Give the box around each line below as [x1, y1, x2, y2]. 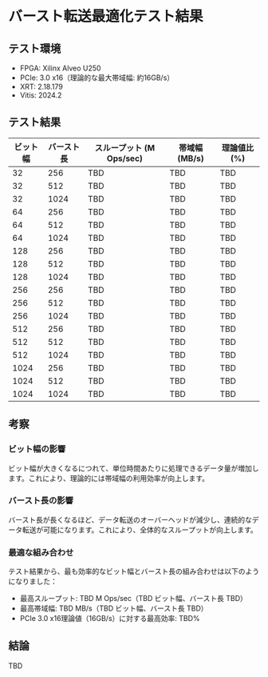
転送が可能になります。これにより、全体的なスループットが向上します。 [22, 525, 258, 535]
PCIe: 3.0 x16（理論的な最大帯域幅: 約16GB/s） [19, 73, 175, 82]
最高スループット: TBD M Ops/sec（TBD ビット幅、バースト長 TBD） [19, 594, 247, 603]
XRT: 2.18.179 [19, 82, 64, 91]
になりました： [8, 577, 57, 587]
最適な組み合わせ [8, 547, 74, 558]
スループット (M [94, 142, 156, 153]
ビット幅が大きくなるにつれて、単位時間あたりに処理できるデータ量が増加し [8, 463, 259, 473]
